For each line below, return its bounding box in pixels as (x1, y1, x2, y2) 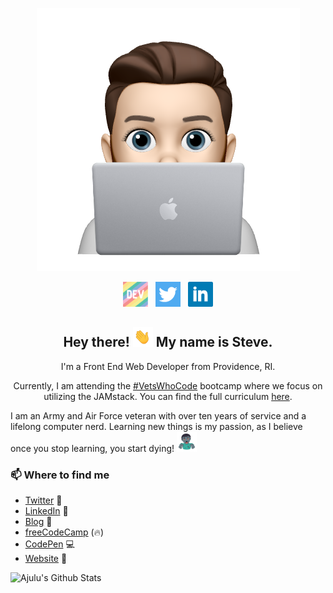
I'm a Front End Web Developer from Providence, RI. (60, 360, 276, 372)
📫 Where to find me (10, 468, 110, 482)
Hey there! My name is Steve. (63, 334, 273, 351)
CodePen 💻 (24, 538, 75, 550)
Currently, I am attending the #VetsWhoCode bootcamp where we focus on (13, 379, 323, 392)
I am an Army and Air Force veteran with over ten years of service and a (10, 409, 307, 422)
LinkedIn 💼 (24, 505, 69, 517)
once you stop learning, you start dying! (10, 442, 175, 454)
